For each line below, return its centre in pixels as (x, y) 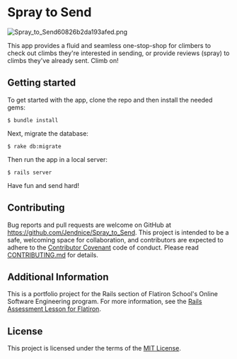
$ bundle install (33, 120)
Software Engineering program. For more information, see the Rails (105, 302)
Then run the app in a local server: (57, 159)
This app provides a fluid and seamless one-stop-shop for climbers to (109, 45)
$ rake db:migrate (34, 146)
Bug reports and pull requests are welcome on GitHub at (89, 225)
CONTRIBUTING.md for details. (53, 254)
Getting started (42, 83)
